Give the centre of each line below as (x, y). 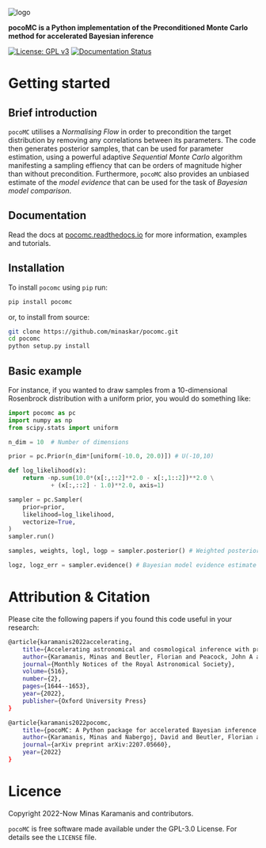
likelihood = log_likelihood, (68, 514)
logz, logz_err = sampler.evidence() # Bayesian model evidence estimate (133, 566)
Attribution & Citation (79, 597)
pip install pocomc (40, 301)
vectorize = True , (49, 522)
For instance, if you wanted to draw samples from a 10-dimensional (118, 389)
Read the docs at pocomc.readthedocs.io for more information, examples (128, 235)
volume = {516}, (46, 671)
